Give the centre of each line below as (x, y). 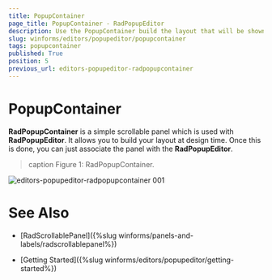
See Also (39, 213)
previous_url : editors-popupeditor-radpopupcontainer (101, 69)
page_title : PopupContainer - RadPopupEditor (86, 24)
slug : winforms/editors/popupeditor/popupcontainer (97, 39)
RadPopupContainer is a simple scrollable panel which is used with (121, 131)
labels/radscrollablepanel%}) (68, 243)
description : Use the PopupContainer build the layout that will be (126, 31)
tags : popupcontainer (45, 46)
